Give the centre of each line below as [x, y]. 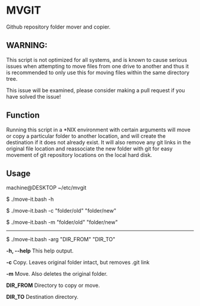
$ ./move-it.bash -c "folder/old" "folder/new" [61, 211]
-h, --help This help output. [40, 251]
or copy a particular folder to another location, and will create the [86, 136]
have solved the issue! [34, 96]
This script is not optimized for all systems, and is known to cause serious [97, 59]
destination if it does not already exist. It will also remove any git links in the [99, 142]
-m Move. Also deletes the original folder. [57, 274]
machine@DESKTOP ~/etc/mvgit [46, 188]
